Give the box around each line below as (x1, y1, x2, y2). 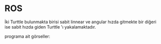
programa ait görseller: (4, 33, 51, 39)
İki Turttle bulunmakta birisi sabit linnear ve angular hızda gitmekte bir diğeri (4, 19, 157, 25)
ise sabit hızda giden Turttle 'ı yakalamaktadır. (4, 24, 96, 29)
